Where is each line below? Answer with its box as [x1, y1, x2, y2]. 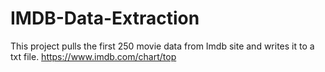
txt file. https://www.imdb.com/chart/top [10, 50, 177, 62]
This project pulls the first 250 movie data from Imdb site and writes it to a [10, 40, 315, 52]
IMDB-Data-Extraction [10, 7, 200, 30]
